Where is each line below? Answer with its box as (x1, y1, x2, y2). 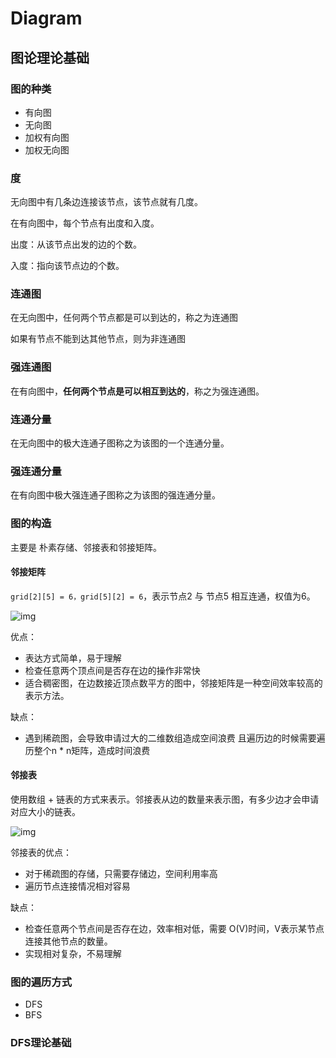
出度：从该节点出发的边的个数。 (10, 238, 142, 251)
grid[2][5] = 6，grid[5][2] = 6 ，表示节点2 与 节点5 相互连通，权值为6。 (10, 590, 316, 602)
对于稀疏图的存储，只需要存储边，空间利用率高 (24, 868, 218, 880)
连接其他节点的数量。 (24, 935, 113, 947)
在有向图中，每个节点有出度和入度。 (10, 217, 160, 229)
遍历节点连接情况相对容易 (24, 880, 131, 892)
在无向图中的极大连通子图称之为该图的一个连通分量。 (10, 437, 230, 449)
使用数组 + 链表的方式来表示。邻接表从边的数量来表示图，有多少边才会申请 (10, 793, 320, 806)
